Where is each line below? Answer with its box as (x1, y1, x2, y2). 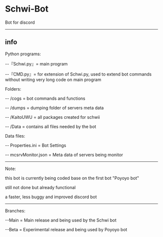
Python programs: (5, 51, 41, 57)
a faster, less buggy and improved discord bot (5, 194, 97, 200)
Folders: (5, 86, 21, 92)
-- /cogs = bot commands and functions (5, 95, 86, 101)
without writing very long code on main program (5, 77, 101, 82)
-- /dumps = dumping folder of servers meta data (5, 105, 104, 111)
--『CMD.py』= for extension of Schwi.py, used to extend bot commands (5, 71, 152, 77)
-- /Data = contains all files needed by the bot (5, 124, 97, 129)
